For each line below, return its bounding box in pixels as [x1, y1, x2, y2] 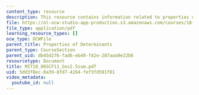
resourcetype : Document [6, 58, 65, 64]
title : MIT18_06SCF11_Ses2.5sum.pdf [6, 63, 97, 70]
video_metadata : [6, 74, 46, 80]
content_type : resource [6, 8, 65, 15]
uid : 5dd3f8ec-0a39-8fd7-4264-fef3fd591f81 [6, 69, 115, 75]
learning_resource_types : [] [6, 31, 78, 37]
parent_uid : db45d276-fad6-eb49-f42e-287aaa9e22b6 [6, 53, 134, 58]
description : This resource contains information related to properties [6, 14, 190, 20]
